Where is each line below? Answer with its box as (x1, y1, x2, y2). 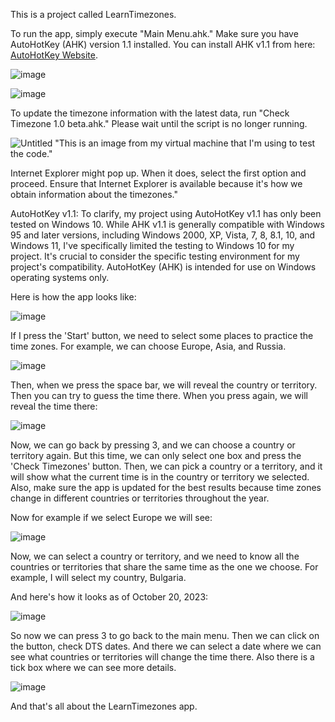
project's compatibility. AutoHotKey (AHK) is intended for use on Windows (10, 261, 317, 273)
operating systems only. (10, 272, 110, 283)
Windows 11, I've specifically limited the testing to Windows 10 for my (10, 240, 295, 251)
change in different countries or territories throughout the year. (10, 492, 270, 504)
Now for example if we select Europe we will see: (10, 512, 213, 523)
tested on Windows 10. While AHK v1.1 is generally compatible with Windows (10, 219, 325, 230)
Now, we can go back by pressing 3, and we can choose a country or (10, 439, 296, 451)
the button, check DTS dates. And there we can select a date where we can (10, 640, 322, 652)
